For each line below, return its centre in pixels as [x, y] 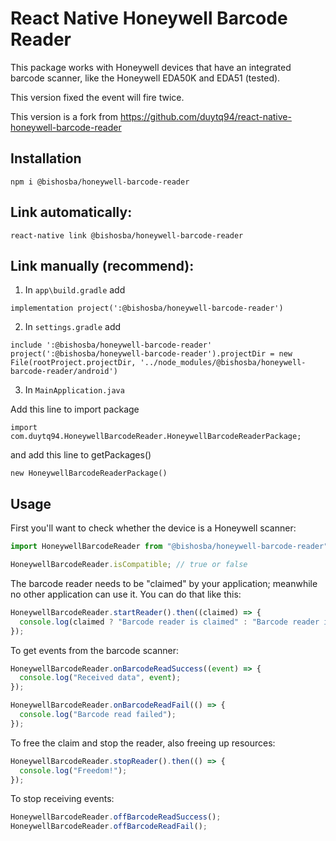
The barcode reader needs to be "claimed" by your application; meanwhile [164, 583]
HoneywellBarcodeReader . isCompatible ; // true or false [129, 565]
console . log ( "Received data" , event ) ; [100, 678]
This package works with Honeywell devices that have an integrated [151, 67]
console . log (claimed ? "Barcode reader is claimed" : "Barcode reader [169, 622]
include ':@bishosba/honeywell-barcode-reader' [111, 345]
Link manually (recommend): [102, 265]
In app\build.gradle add [75, 290]
